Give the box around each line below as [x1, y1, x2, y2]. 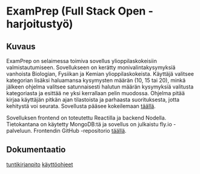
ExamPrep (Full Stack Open [6, 4, 146, 18]
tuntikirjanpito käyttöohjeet [6, 161, 73, 168]
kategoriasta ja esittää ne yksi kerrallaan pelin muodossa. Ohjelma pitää [6, 90, 185, 96]
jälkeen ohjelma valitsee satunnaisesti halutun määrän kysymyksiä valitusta [6, 83, 194, 90]
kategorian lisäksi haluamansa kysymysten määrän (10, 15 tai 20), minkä [6, 77, 186, 84]
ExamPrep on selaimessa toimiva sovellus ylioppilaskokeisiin [6, 58, 158, 64]
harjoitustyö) [6, 17, 73, 31]
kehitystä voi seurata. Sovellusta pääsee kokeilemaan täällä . [6, 102, 156, 110]
